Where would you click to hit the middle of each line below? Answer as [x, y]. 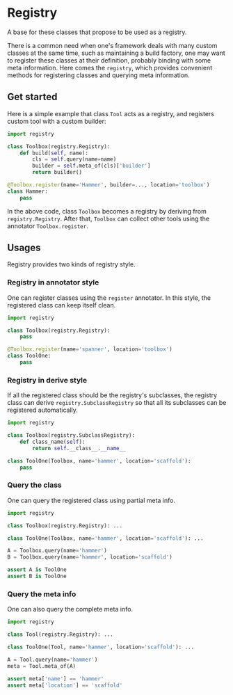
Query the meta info [42, 594]
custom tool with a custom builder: [57, 121]
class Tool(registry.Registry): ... [60, 634]
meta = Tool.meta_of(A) [42, 666]
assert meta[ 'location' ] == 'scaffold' [65, 685]
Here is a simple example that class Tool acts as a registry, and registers [111, 113]
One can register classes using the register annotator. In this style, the [109, 298]
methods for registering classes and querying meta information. [98, 75]
